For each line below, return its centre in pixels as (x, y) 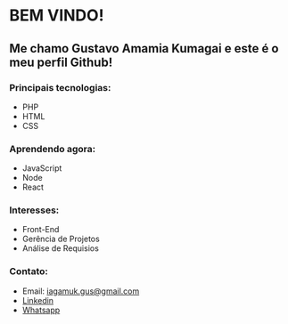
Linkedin (38, 300)
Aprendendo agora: (53, 149)
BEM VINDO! (57, 16)
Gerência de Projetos (61, 239)
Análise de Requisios (61, 248)
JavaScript (42, 168)
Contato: (29, 271)
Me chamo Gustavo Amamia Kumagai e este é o (144, 49)
